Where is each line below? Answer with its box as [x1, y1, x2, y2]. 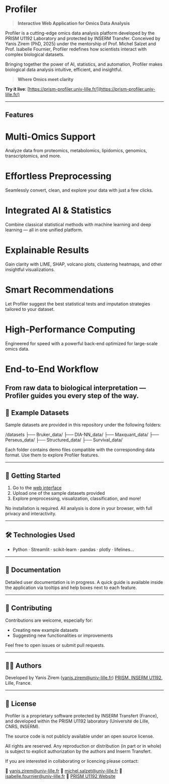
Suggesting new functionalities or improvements [12, 632, 113, 638]
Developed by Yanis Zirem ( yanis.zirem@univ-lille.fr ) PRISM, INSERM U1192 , [5, 675, 163, 681]
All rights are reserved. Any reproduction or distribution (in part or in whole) [5, 743, 162, 749]
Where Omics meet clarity [17, 76, 74, 82]
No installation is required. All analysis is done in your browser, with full [5, 505, 152, 511]
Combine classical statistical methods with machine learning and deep [5, 222, 151, 228]
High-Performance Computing [5, 324, 136, 336]
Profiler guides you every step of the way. [5, 391, 139, 400]
